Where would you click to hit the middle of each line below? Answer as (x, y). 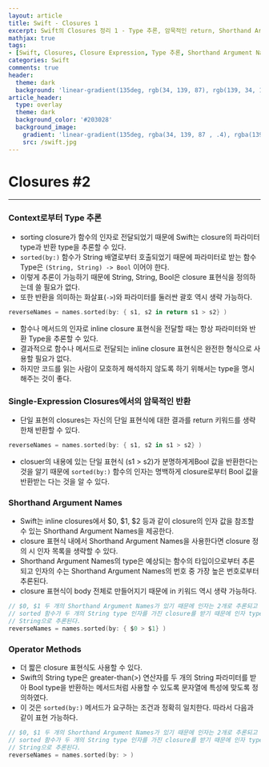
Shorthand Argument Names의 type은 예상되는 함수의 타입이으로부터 (130, 561)
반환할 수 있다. (57, 429)
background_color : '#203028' (64, 120)
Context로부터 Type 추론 (55, 218)
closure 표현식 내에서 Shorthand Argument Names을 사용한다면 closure (135, 541)
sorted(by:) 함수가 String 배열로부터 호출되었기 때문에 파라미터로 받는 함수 (138, 257)
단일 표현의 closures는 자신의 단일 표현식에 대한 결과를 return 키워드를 (130, 420)
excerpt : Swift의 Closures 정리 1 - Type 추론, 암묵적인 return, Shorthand (130, 30)
